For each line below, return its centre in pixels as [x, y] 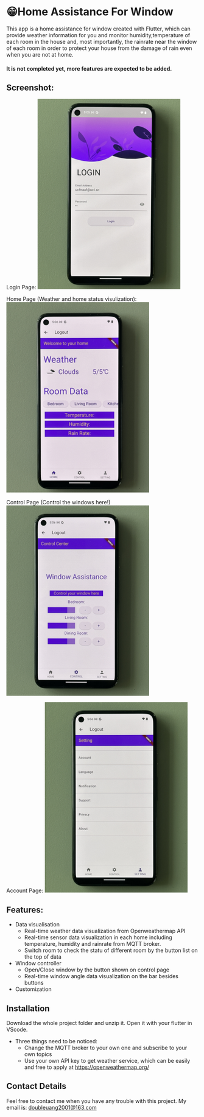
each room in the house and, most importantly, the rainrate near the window [102, 41]
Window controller [38, 964]
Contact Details [37, 1086]
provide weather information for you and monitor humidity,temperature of [98, 35]
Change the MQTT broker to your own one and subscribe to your [106, 1048]
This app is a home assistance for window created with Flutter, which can [98, 29]
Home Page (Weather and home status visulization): [72, 299]
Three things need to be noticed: [56, 1041]
